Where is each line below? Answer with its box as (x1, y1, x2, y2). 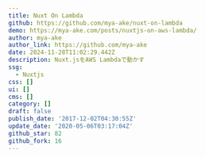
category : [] (8, 100, 52, 108)
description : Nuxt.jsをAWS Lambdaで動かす (8, 56, 145, 64)
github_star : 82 (8, 129, 62, 137)
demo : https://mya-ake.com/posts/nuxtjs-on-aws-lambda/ (8, 26, 197, 34)
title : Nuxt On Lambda (8, 11, 83, 20)
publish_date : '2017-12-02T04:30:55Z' (8, 115, 137, 123)
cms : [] (8, 93, 34, 101)
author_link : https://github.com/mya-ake (8, 41, 148, 49)
